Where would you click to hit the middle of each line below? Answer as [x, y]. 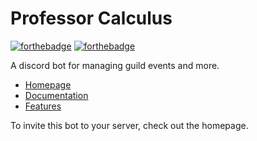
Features [43, 106]
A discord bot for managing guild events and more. [115, 65]
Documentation [56, 95]
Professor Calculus [91, 18]
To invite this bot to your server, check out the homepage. [129, 125]
